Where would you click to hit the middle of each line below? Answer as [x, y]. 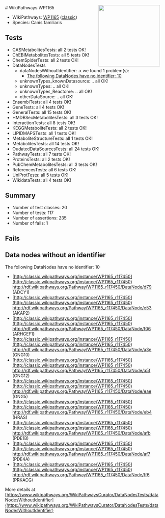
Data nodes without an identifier [55, 255]
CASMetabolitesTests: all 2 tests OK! [49, 50]
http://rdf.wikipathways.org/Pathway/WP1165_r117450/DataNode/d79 [82, 287]
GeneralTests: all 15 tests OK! [42, 112]
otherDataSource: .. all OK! [46, 96]
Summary [20, 196]
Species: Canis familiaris [37, 22]
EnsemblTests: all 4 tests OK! [42, 102]
